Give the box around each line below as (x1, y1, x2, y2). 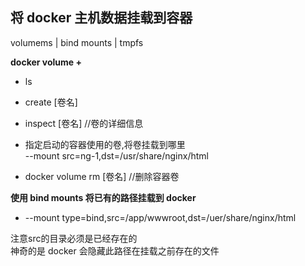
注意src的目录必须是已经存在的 (10, 232, 138, 244)
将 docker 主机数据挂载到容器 (10, 9, 193, 27)
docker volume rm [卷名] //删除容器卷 (24, 170, 180, 182)
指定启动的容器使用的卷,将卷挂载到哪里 (24, 138, 186, 150)
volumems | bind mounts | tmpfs (10, 36, 144, 48)
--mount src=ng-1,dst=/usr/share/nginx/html (24, 149, 209, 162)
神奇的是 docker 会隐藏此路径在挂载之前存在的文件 (10, 244, 220, 257)
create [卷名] (24, 96, 78, 108)
